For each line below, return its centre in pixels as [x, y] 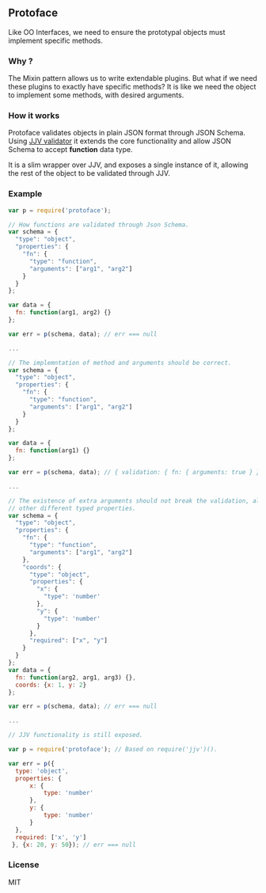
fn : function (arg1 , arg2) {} [63, 313]
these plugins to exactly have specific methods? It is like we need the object [132, 87]
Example [25, 194]
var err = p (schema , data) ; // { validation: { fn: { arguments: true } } [134, 473]
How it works [34, 116]
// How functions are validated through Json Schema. [99, 225]
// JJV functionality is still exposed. [76, 735]
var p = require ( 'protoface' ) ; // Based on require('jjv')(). [113, 750]
